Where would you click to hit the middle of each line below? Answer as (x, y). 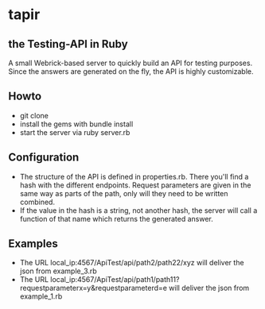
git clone (34, 115)
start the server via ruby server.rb (75, 132)
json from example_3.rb (58, 271)
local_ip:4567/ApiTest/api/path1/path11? (115, 280)
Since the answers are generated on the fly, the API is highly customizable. (131, 71)
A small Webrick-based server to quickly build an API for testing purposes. (131, 63)
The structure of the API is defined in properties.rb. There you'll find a (134, 176)
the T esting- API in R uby (68, 44)
